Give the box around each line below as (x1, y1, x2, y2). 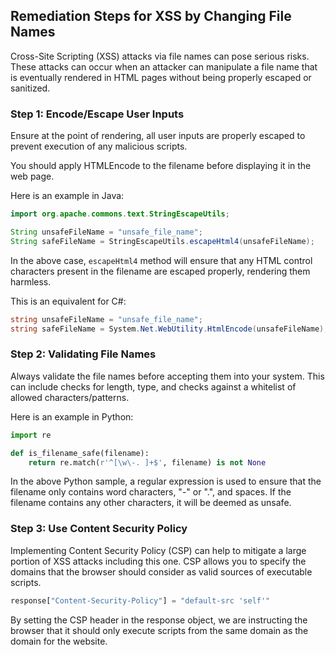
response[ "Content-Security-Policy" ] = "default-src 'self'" (10, 595, 271, 606)
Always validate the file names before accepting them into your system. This (10, 370, 325, 382)
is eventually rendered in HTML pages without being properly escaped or (10, 71, 312, 83)
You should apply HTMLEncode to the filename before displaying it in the (10, 160, 312, 172)
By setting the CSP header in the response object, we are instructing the (10, 614, 308, 626)
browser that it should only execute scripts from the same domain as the (10, 624, 309, 636)
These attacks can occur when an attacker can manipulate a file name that (10, 60, 318, 73)
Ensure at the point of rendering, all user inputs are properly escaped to (10, 130, 306, 142)
